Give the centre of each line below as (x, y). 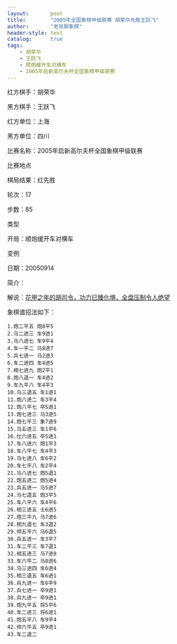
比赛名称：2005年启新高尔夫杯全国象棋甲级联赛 (75, 150)
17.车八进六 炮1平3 (32, 443)
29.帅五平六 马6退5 (32, 531)
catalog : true (35, 39)
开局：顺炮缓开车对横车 (40, 238)
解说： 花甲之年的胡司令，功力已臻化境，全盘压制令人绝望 (88, 297)
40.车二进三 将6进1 (32, 612)
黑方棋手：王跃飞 (31, 106)
